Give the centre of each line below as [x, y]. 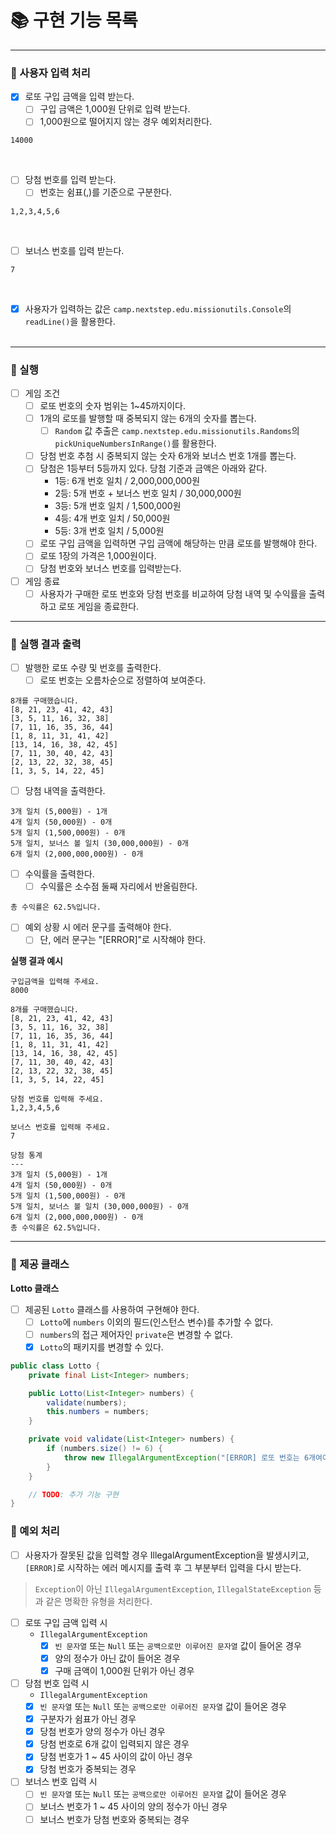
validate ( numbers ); [87, 1402]
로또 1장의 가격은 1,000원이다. [98, 556]
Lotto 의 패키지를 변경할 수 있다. [101, 1347]
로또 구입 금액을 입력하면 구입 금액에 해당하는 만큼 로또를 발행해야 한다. [178, 543]
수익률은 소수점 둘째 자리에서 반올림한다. [118, 887]
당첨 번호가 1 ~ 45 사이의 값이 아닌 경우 [116, 1757]
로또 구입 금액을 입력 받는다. [79, 97]
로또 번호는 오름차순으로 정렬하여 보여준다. [123, 680]
